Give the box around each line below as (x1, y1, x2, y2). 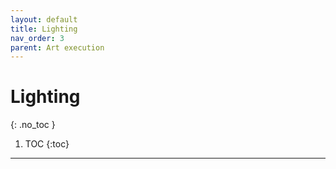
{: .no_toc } (10, 119, 56, 131)
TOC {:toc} (24, 138, 70, 150)
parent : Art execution (10, 42, 105, 53)
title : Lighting (10, 24, 78, 34)
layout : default (10, 14, 78, 25)
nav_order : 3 (10, 33, 65, 43)
